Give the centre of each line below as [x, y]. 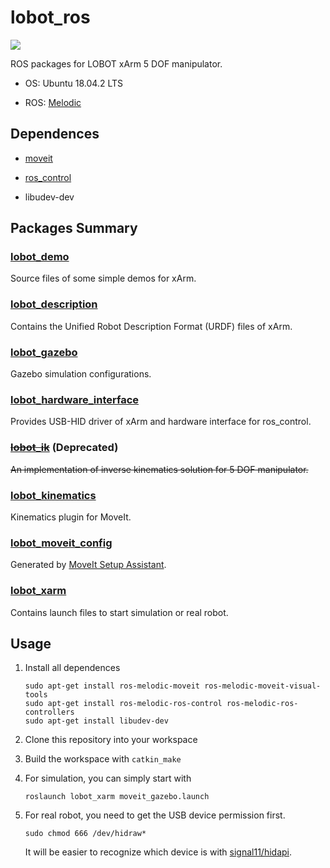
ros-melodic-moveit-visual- [263, 686]
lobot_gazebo [44, 352]
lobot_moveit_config [61, 543]
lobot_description [54, 304]
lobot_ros [50, 17]
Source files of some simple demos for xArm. [103, 278]
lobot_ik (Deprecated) [64, 448]
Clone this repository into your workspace [111, 740]
